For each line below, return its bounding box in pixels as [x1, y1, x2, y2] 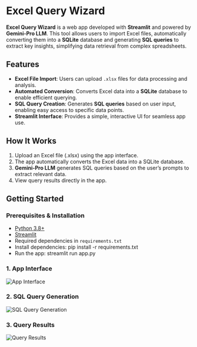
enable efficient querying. [14, 94, 78, 101]
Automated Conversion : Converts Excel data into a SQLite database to [14, 87, 188, 95]
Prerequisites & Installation [6, 211, 85, 219]
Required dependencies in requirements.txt [14, 237, 122, 244]
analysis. [14, 81, 36, 88]
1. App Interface [6, 265, 52, 273]
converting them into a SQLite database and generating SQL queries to [6, 36, 179, 43]
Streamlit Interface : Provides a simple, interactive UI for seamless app [14, 113, 186, 120]
